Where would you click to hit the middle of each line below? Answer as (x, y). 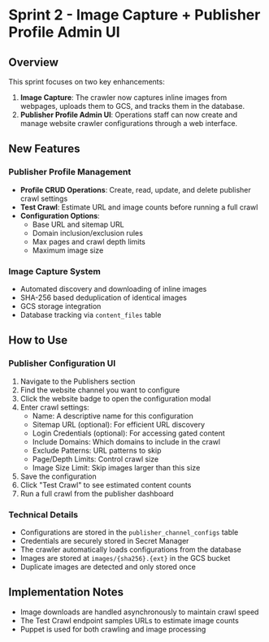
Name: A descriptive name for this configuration (113, 415)
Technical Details (43, 514)
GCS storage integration (61, 306)
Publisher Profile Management (70, 172)
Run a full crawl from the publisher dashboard (97, 493)
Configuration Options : (60, 215)
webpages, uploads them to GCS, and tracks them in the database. (132, 106)
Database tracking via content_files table (91, 314)
